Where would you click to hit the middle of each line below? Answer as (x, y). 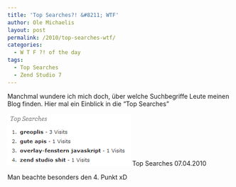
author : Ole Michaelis (41, 22)
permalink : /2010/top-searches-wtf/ (61, 38)
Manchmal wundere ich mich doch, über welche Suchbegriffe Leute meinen (118, 96)
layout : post (27, 30)
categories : (25, 45)
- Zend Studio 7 (38, 75)
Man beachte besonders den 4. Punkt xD (68, 177)
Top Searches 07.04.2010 (169, 163)
